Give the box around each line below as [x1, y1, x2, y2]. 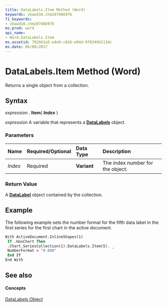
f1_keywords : [5, 16, 32, 21]
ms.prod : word [5, 26, 35, 31]
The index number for [102, 159, 153, 166]
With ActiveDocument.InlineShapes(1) [5, 234, 83, 239]
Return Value [5, 180, 37, 187]
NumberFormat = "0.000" [7, 248, 57, 253]
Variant [76, 162, 94, 169]
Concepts [5, 285, 26, 291]
